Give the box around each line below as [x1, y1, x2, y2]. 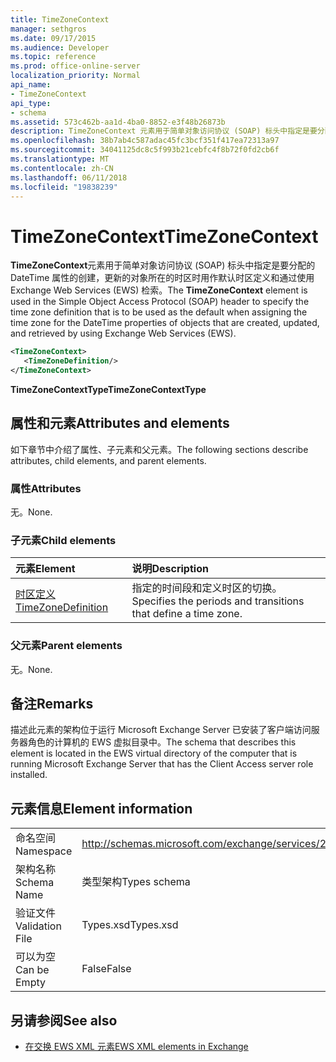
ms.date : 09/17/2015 [10, 33, 97, 43]
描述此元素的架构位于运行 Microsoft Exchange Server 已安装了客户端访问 [10, 724, 312, 736]
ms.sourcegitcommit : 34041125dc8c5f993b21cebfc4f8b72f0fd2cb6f [10, 145, 280, 155]
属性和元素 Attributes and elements [10, 415, 230, 432]
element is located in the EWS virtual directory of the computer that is [10, 747, 298, 760]
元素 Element [15, 562, 76, 576]
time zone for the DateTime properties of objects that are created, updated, [10, 317, 320, 329]
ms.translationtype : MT [10, 154, 110, 164]
